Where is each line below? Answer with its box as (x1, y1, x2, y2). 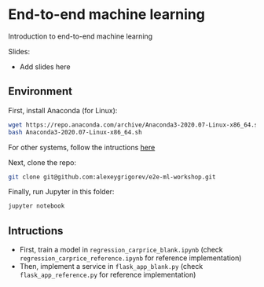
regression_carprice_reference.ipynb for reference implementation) (19, 253, 242, 263)
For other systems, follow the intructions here (8, 142, 156, 152)
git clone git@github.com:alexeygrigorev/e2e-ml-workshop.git (8, 173, 216, 181)
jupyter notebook (8, 202, 65, 210)
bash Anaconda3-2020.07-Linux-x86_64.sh (8, 128, 143, 136)
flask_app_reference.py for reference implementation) (19, 270, 196, 280)
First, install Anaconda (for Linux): (8, 105, 118, 115)
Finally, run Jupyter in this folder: (8, 187, 115, 197)
